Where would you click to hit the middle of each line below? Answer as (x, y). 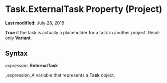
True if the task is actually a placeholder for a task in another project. (76, 32)
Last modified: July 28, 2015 (35, 23)
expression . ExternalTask (32, 65)
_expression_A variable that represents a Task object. (60, 75)
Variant (23, 38)
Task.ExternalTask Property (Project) (84, 9)
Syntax (16, 53)
